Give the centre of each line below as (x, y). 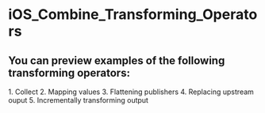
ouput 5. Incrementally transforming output (79, 100)
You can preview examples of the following (117, 60)
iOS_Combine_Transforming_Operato (133, 15)
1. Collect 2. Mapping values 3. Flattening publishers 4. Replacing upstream (131, 92)
